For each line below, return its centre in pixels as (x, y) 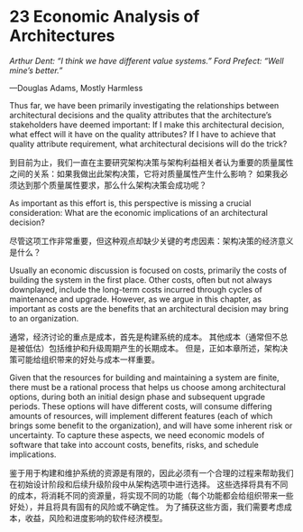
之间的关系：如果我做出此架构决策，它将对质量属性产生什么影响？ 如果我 (145, 173)
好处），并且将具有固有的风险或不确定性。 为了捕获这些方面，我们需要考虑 (147, 507)
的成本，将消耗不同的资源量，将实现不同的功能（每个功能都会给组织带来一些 (151, 495)
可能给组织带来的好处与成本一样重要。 (88, 359)
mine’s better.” (36, 70)
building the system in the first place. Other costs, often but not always (141, 280)
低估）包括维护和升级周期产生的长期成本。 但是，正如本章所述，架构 (152, 348)
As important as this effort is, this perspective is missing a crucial (130, 203)
